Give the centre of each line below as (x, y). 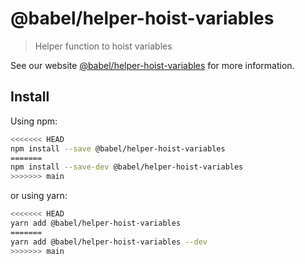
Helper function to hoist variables (103, 46)
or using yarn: (39, 196)
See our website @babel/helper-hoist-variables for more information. (152, 65)
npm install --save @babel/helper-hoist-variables (118, 148)
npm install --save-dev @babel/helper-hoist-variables (127, 167)
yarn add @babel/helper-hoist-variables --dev (109, 242)
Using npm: (34, 121)
